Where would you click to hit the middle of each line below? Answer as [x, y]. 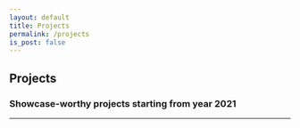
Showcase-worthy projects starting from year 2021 [123, 103]
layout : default [39, 17]
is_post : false [37, 42]
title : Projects [39, 26]
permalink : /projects [50, 34]
